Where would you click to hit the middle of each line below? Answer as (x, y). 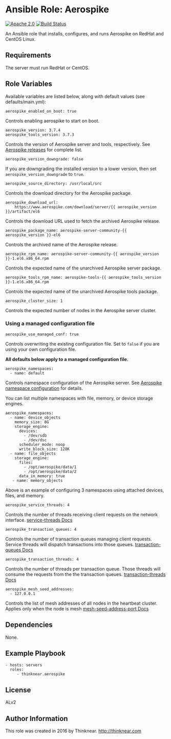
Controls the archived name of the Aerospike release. (61, 244)
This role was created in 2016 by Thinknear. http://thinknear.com (73, 731)
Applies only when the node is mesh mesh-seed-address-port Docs (77, 608)
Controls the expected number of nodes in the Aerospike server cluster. (81, 310)
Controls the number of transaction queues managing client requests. (79, 539)
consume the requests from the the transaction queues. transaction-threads (85, 574)
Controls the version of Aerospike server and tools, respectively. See (78, 144)
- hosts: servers (24, 665)
